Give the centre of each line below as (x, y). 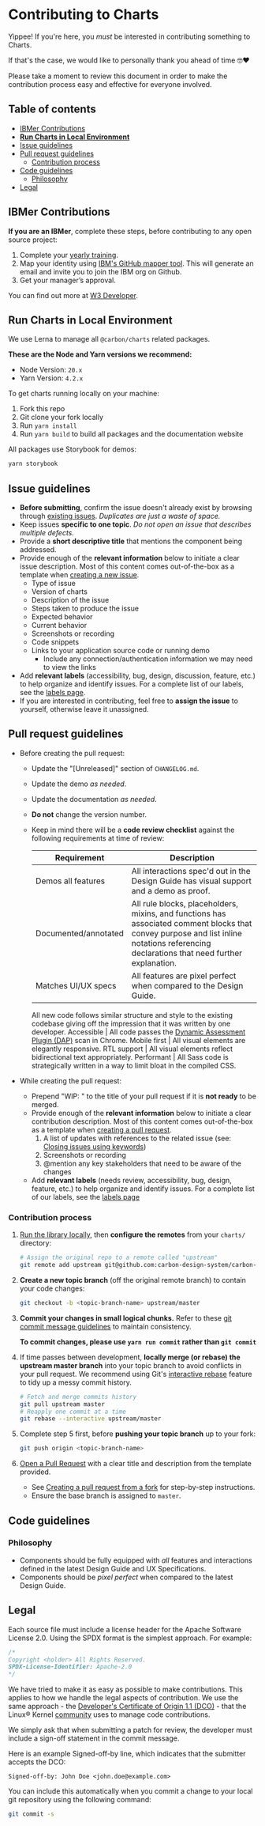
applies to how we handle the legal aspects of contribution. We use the (123, 1698)
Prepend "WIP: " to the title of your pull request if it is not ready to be (144, 1096)
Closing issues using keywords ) (95, 1146)
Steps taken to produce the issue (85, 609)
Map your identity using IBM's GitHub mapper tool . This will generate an (136, 263)
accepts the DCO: (37, 1762)
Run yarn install (48, 425)
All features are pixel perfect (184, 976)
